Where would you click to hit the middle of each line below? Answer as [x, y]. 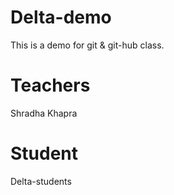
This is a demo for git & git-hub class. [87, 45]
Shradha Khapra [44, 113]
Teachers [50, 85]
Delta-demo [61, 17]
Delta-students [41, 181]
